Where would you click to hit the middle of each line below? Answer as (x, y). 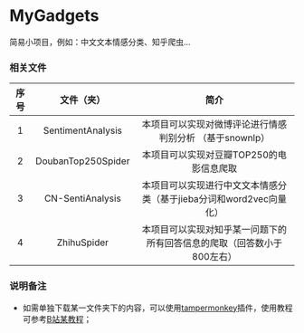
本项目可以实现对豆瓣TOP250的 (210, 155)
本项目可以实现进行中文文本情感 (210, 186)
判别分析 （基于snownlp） (214, 138)
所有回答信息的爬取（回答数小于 (214, 243)
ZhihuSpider (83, 243)
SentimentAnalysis (83, 130)
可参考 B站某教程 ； (57, 319)
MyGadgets (54, 16)
